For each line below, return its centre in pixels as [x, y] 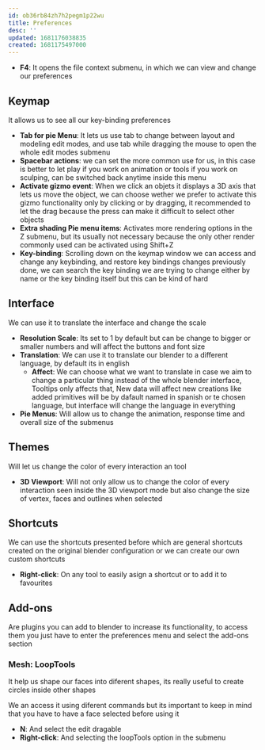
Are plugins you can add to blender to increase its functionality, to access [128, 627]
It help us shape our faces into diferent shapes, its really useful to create [126, 682]
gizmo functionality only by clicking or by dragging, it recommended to [135, 202]
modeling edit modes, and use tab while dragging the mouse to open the [138, 143]
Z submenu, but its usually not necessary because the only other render [137, 236]
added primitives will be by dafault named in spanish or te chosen [138, 396]
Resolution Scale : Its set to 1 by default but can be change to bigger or [135, 338]
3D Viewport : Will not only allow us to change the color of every [124, 481]
